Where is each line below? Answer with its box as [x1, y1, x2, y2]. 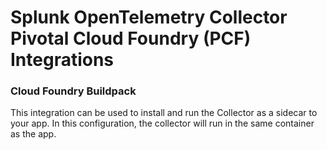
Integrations [10, 49, 115, 71]
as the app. [10, 128, 57, 140]
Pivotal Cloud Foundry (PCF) [10, 27, 252, 50]
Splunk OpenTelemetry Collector [10, 6, 288, 29]
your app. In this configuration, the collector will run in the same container [10, 117, 315, 130]
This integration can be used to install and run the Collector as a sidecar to [10, 107, 318, 119]
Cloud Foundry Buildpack [10, 84, 137, 98]
